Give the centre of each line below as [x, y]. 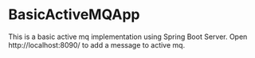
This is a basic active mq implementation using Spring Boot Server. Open [128, 37]
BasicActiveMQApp [74, 15]
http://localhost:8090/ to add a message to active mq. [97, 44]
